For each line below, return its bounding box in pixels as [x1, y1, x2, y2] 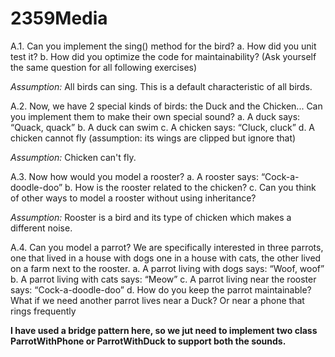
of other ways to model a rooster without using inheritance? [10, 192, 257, 204]
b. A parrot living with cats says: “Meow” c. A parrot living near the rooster [10, 273, 317, 285]
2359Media [10, 7, 108, 30]
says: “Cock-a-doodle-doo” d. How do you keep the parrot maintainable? [10, 283, 312, 296]
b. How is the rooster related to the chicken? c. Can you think [64, 181, 317, 193]
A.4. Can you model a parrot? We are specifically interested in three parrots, [10, 241, 324, 253]
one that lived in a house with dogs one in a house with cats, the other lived [10, 252, 322, 264]
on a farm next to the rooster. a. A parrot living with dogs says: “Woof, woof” [10, 262, 325, 274]
